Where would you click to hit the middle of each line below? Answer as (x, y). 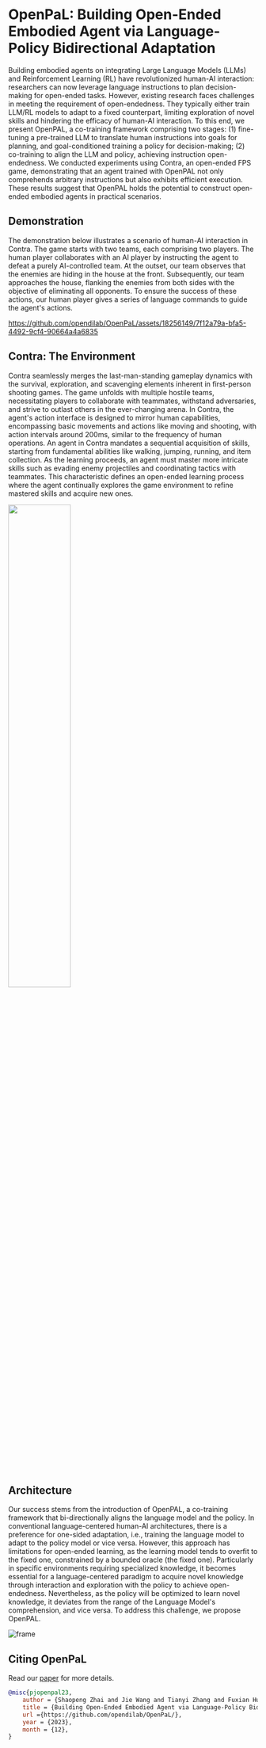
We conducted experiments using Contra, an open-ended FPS (150, 162)
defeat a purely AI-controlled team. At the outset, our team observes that (127, 265)
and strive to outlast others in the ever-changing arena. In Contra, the (121, 409)
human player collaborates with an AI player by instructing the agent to (123, 257)
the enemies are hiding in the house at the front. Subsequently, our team (126, 274)
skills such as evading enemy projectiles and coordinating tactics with (122, 468)
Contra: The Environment (72, 357)
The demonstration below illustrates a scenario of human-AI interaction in (128, 240)
